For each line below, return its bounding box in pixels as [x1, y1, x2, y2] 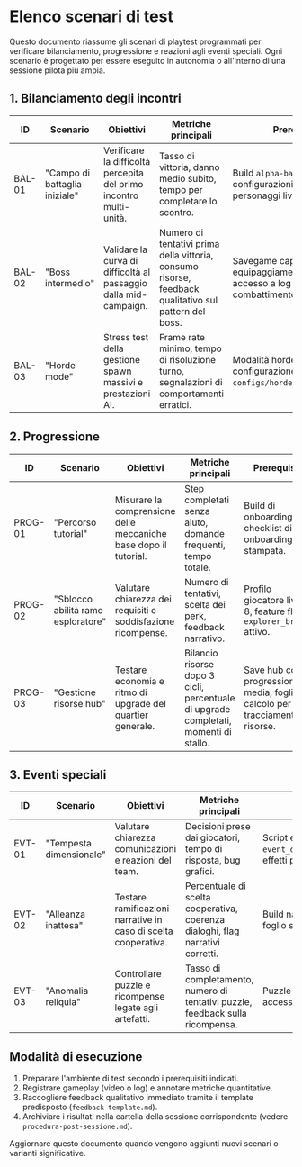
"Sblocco [53, 593, 93, 605]
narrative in [114, 914, 163, 927]
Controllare [114, 968, 162, 981]
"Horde [44, 358, 76, 371]
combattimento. [232, 288, 299, 301]
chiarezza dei [115, 593, 173, 605]
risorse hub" [53, 697, 106, 710]
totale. [183, 561, 211, 574]
